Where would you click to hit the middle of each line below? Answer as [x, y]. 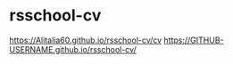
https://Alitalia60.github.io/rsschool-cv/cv [86, 40]
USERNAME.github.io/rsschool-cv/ [73, 49]
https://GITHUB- [194, 40]
